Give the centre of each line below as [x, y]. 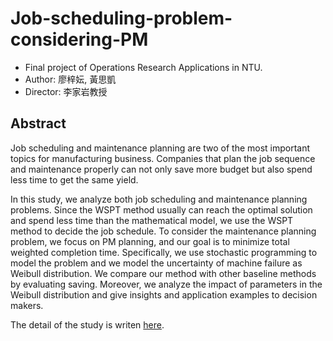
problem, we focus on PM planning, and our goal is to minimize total [150, 241]
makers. [27, 305]
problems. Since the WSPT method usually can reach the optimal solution [161, 209]
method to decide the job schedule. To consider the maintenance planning [163, 231]
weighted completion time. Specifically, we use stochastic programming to [164, 252]
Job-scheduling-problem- [121, 18]
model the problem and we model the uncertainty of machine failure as [156, 263]
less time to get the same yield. [74, 179]
